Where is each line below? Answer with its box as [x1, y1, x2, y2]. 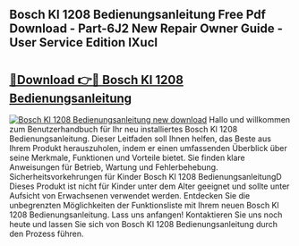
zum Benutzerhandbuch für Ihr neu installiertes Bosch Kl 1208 [9, 124, 238, 134]
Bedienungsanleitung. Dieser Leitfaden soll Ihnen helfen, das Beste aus [9, 133, 271, 144]
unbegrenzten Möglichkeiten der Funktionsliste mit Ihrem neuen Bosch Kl [9, 200, 279, 210]
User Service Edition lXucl [9, 35, 158, 50]
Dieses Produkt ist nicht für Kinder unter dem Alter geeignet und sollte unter [9, 181, 290, 191]
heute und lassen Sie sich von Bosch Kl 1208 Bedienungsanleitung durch [9, 219, 278, 229]
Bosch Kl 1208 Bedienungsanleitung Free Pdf [9, 7, 267, 22]
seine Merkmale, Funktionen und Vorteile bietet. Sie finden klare [9, 152, 246, 163]
